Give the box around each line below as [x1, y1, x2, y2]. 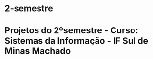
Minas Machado [4, 45, 71, 57]
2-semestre [4, 3, 53, 14]
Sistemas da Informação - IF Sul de [4, 35, 149, 46]
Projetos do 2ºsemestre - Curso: [4, 25, 138, 36]
